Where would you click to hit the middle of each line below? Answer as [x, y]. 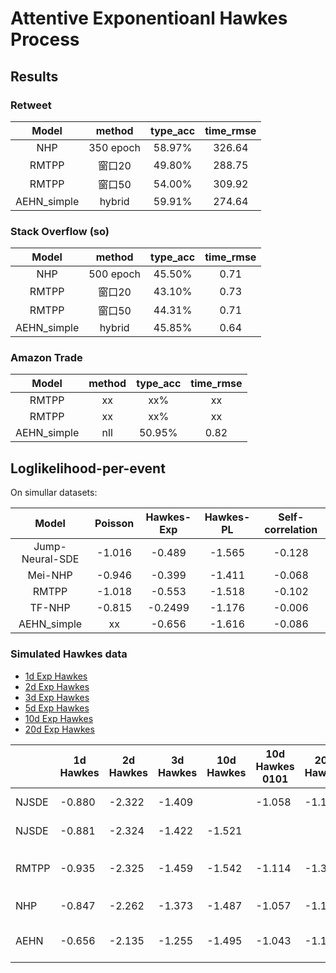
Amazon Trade [46, 358]
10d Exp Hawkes [59, 718]
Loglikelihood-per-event [88, 468]
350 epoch [114, 147]
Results [34, 76]
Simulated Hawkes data [69, 654]
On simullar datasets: [54, 493]
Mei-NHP [50, 575]
